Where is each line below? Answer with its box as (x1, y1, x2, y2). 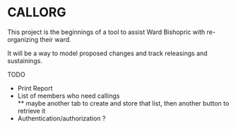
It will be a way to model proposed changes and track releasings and (7, 49, 208, 57)
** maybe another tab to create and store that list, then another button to (17, 99, 230, 107)
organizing (7, 35, 39, 43)
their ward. (40, 35, 72, 43)
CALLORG (7, 4, 66, 21)
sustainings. (7, 56, 42, 64)
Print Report (17, 84, 53, 92)
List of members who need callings (17, 91, 120, 100)
